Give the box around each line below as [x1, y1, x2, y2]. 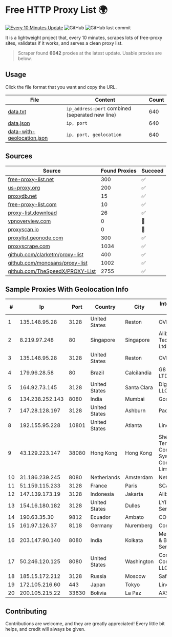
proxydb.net [8, 192, 37, 199]
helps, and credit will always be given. [5, 626, 85, 632]
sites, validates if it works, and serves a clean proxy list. [5, 40, 123, 46]
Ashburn [125, 407, 146, 414]
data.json [8, 119, 30, 126]
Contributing [5, 607, 47, 615]
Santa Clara [125, 384, 154, 391]
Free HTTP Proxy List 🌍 [5, 4, 108, 16]
